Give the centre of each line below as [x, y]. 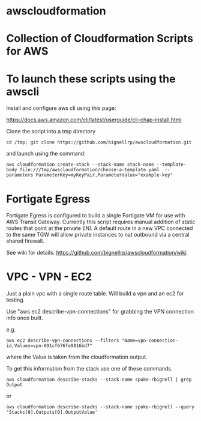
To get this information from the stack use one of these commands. [89, 369]
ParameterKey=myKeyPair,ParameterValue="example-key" [104, 175]
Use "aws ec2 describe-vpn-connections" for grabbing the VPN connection [100, 312]
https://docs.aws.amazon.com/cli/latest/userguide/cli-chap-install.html [94, 120]
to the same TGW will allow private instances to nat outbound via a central [98, 235]
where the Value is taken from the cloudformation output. [77, 357]
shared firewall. [25, 241]
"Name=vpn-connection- [150, 341]
